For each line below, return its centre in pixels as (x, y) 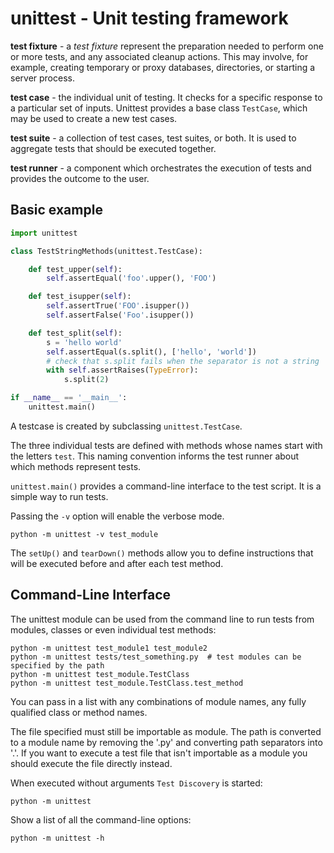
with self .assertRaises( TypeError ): (122, 370)
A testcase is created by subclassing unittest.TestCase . (126, 426)
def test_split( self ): (75, 333)
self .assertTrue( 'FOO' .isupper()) (118, 306)
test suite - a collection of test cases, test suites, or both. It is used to (153, 138)
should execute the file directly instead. (91, 763)
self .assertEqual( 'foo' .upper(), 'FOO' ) (131, 278)
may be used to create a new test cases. (94, 118)
